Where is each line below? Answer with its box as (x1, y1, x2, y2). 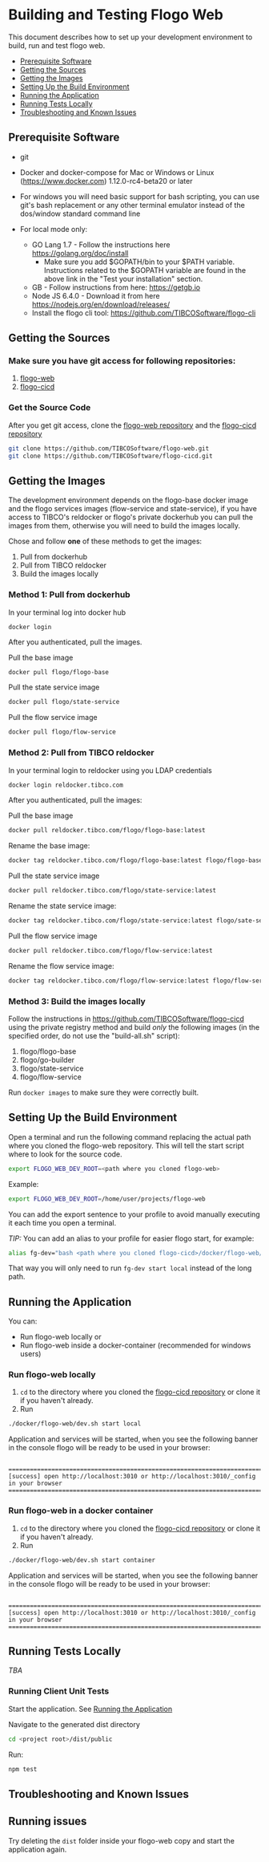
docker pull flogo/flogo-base (8, 668, 110, 676)
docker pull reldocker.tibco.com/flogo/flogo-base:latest (8, 827, 206, 835)
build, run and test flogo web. (8, 40, 106, 50)
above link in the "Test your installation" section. (43, 274, 203, 283)
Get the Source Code (8, 402, 91, 413)
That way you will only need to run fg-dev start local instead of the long (8, 1263, 252, 1273)
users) (19, 1349, 42, 1359)
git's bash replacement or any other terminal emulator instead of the (19, 200, 246, 209)
